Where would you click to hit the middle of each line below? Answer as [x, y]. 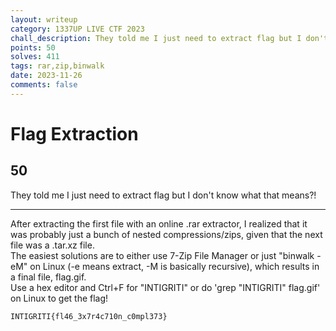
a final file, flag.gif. [48, 277]
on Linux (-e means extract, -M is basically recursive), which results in [174, 266]
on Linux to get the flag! [59, 298]
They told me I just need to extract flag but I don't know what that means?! [163, 195]
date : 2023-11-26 [46, 76]
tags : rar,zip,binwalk [57, 66]
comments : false [44, 85]
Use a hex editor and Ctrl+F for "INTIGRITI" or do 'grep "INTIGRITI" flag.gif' [165, 287]
